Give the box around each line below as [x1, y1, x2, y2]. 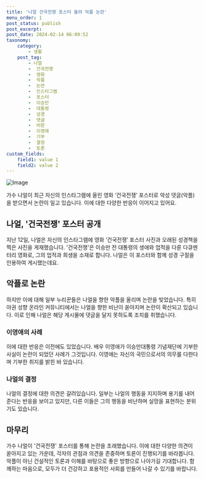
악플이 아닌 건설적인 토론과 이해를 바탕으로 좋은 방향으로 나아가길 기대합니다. [6, 457, 189, 465]
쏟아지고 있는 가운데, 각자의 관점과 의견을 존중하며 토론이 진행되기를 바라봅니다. [6, 450, 195, 457]
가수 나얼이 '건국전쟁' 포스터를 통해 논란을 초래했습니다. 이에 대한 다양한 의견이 [6, 442, 193, 449]
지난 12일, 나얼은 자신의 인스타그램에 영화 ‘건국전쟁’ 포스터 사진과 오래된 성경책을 [6, 236, 198, 244]
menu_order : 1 [6, 15, 43, 21]
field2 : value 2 [17, 162, 59, 168]
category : [17, 43, 43, 49]
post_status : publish [6, 20, 62, 26]
